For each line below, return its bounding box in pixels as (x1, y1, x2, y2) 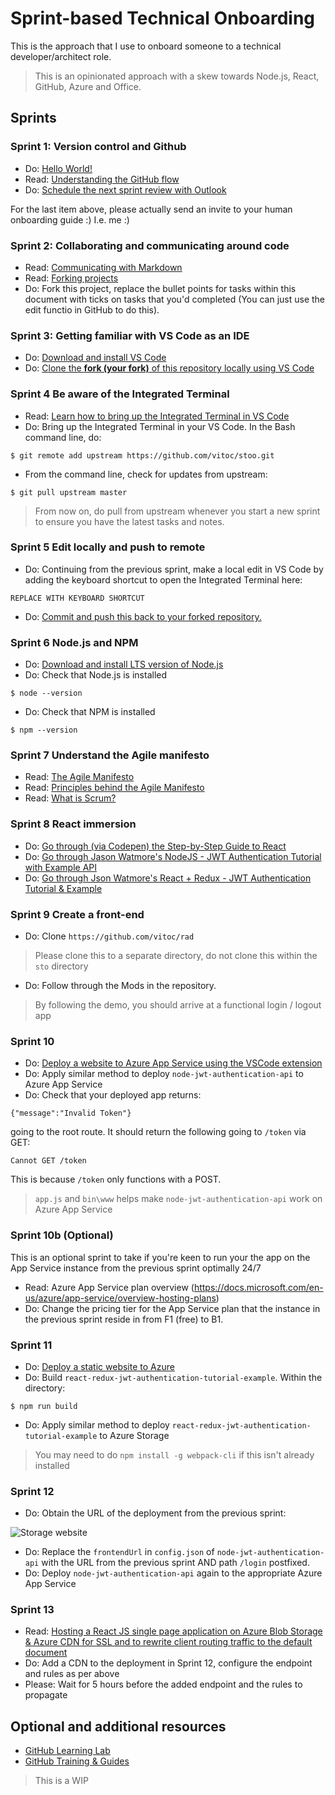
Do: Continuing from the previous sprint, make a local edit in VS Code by (24, 563, 324, 575)
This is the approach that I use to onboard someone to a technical (10, 40, 282, 52)
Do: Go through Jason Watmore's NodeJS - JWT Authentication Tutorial (24, 850, 322, 862)
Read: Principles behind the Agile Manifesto (24, 782, 205, 794)
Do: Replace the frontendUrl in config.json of (24, 1546, 215, 1558)
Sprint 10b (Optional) (10, 1228, 114, 1242)
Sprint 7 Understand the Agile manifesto (10, 748, 210, 762)
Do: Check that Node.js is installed (24, 669, 168, 681)
